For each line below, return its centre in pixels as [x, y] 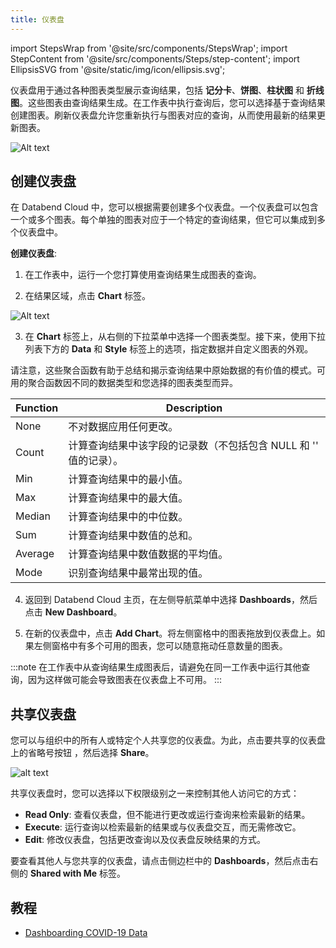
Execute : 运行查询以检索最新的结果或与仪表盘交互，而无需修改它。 [163, 827]
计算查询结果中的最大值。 [128, 498]
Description [194, 408]
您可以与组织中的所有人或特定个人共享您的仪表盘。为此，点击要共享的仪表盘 [168, 740]
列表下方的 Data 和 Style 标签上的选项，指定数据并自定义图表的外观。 [169, 349]
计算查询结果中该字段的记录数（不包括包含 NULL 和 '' [193, 446]
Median [33, 516]
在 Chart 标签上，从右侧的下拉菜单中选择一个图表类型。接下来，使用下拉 [175, 337]
